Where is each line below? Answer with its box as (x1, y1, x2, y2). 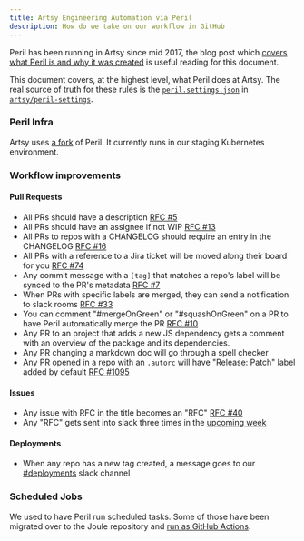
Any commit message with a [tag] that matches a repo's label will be (22, 269, 281, 280)
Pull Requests (9, 192, 63, 203)
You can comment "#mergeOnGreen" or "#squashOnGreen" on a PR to (22, 308, 289, 319)
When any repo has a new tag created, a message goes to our (22, 458, 256, 469)
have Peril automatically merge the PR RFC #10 (22, 317, 199, 328)
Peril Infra (9, 115, 54, 128)
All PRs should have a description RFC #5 (22, 211, 178, 223)
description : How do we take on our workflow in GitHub (9, 22, 225, 31)
